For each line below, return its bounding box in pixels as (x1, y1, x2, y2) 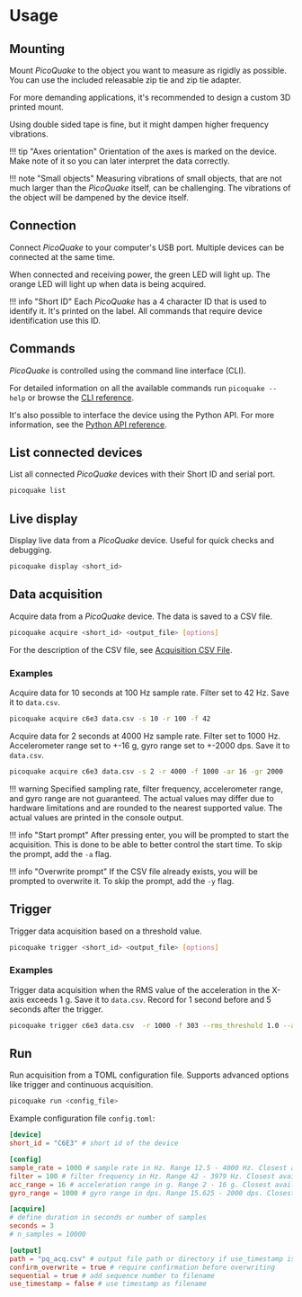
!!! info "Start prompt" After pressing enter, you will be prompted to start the (9, 829, 289, 840)
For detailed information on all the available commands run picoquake (9, 382, 265, 393)
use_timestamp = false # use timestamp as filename (9, 1279, 207, 1289)
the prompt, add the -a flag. (9, 848, 112, 859)
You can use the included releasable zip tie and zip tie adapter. (9, 75, 242, 85)
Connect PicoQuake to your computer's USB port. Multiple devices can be (9, 242, 285, 253)
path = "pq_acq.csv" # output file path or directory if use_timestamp (9, 1254, 283, 1264)
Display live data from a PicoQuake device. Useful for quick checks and (9, 535, 274, 546)
